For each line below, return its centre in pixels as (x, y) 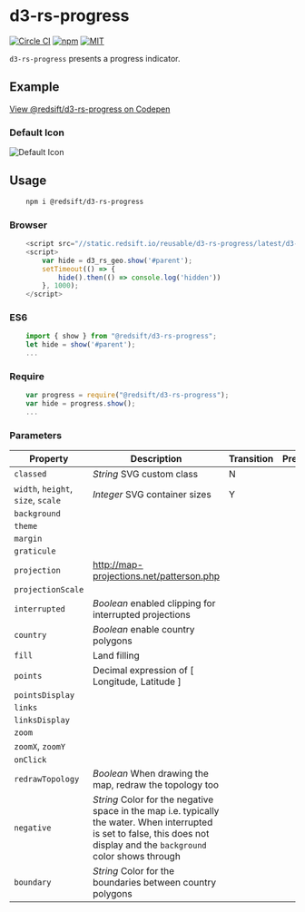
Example (34, 87)
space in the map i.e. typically (156, 811)
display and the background (149, 845)
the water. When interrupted (152, 822)
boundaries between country (154, 883)
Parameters (35, 435)
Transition (251, 459)
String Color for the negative (153, 799)
